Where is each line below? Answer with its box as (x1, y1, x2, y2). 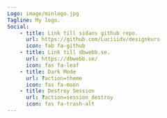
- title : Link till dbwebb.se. (19, 49, 111, 56)
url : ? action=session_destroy (25, 94, 113, 101)
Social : (7, 23, 30, 30)
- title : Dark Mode (19, 68, 77, 75)
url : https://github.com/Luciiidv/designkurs (25, 36, 160, 43)
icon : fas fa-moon (25, 81, 79, 88)
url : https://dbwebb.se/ (25, 56, 98, 62)
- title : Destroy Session (19, 87, 95, 94)
